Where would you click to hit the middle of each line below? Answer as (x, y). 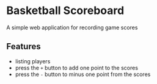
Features (24, 47)
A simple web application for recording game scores (72, 27)
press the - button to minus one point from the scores (83, 74)
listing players (33, 61)
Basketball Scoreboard (65, 11)
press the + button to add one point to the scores (77, 68)
